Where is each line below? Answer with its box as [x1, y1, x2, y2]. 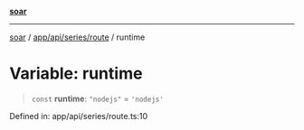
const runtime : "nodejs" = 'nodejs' [31, 93, 165, 104]
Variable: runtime [9, 63, 143, 84]
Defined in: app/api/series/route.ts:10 [9, 110, 148, 121]
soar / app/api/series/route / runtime [9, 32, 146, 42]
